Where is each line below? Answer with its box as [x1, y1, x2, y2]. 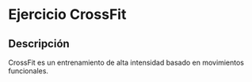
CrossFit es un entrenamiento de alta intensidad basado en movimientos [8, 58, 244, 67]
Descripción [8, 37, 70, 50]
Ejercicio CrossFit [8, 6, 127, 24]
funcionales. [8, 66, 49, 76]
